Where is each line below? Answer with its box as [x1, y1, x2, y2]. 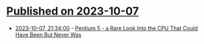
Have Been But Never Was [15, 31, 82, 38]
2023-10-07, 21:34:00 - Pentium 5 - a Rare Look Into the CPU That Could [15, 24, 198, 32]
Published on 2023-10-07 [6, 4, 139, 18]
